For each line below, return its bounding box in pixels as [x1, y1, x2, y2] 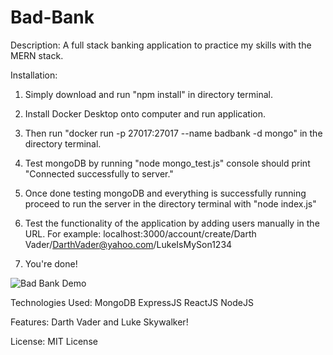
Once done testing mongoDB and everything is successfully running [24, 187, 307, 199]
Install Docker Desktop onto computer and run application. [24, 107, 266, 120]
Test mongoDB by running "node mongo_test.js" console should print [24, 157, 311, 169]
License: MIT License [10, 335, 98, 347]
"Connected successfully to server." [24, 167, 174, 180]
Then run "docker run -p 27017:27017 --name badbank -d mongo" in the [24, 127, 323, 139]
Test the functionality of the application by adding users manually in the [24, 217, 320, 229]
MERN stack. [10, 49, 64, 61]
